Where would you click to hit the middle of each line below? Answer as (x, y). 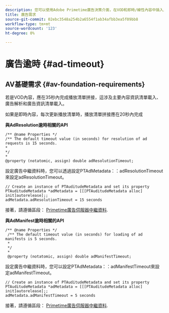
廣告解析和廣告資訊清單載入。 (36, 103)
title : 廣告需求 (21, 15)
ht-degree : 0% (20, 33)
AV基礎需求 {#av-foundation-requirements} (75, 84)
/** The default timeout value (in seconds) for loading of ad (75, 234)
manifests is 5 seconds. (31, 239)
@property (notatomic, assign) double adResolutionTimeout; (70, 161)
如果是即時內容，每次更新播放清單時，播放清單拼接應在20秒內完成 (74, 114)
